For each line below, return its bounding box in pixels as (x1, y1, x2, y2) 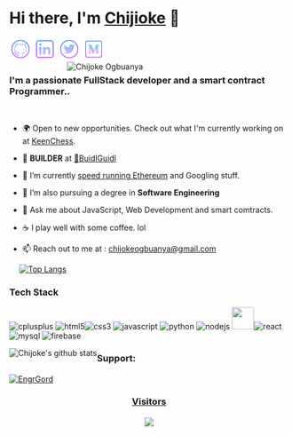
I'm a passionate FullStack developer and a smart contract (9, 74, 265, 86)
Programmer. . (9, 84, 71, 97)
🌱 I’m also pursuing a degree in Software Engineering (21, 187, 220, 198)
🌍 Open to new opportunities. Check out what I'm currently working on (21, 123, 284, 134)
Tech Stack (9, 286, 59, 298)
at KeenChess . (21, 136, 76, 147)
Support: (96, 353, 136, 365)
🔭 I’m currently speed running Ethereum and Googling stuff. (21, 170, 240, 181)
